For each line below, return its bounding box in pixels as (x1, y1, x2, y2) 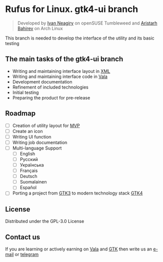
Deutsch (19, 173, 37, 179)
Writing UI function (12, 133, 51, 139)
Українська (19, 162, 44, 168)
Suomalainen (19, 179, 47, 185)
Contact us (5, 232, 40, 241)
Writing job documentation (12, 139, 67, 145)
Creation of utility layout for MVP (12, 122, 80, 128)
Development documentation (12, 78, 72, 84)
